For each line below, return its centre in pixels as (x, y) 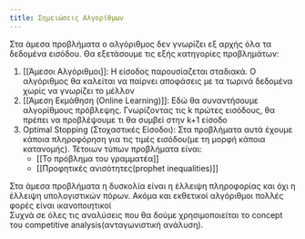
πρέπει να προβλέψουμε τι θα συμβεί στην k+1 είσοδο (125, 119)
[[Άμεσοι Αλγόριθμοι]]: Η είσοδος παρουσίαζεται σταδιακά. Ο (139, 71)
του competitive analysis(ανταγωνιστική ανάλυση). (107, 224)
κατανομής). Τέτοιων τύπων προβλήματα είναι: (112, 149)
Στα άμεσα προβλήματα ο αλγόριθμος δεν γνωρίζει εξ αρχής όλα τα (141, 44)
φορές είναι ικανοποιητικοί (61, 205)
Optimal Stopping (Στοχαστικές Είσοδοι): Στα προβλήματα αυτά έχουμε (158, 130)
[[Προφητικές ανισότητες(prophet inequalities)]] (127, 168)
